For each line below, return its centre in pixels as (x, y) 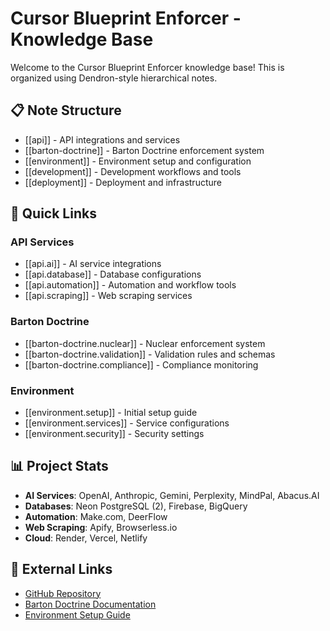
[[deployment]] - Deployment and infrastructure (123, 182)
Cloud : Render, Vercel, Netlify (86, 538)
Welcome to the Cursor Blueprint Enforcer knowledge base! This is (147, 67)
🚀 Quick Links (53, 213)
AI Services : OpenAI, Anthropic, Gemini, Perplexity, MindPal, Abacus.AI (172, 495)
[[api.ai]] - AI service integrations (93, 264)
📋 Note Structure (66, 110)
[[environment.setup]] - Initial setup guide (111, 413)
